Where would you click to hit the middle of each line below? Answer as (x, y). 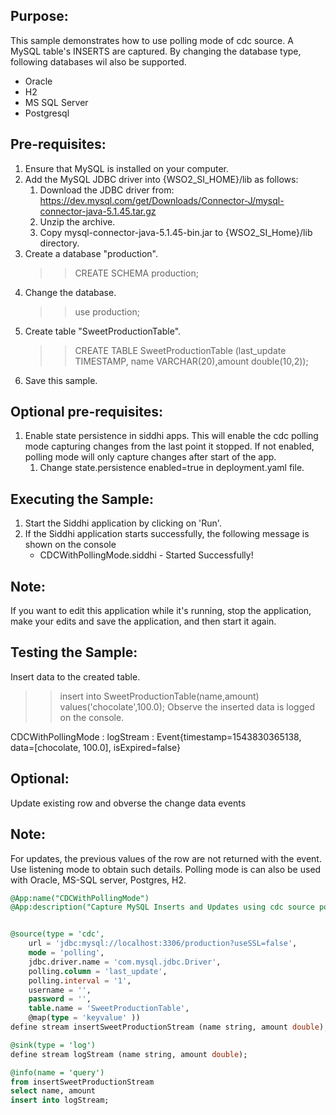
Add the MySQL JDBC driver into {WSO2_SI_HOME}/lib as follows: (161, 179)
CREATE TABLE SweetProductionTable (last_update (180, 350)
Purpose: (39, 16)
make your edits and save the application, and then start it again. (143, 621)
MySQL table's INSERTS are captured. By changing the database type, (156, 51)
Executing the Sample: (82, 499)
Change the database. (70, 292)
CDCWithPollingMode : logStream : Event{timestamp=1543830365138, (156, 736)
